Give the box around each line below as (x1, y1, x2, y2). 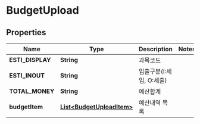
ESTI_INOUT (9, 72, 45, 79)
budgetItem (9, 103, 43, 111)
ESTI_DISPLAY (9, 56, 52, 64)
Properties (6, 27, 46, 38)
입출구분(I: (139, 67, 167, 75)
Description (139, 45, 173, 53)
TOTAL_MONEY (9, 87, 55, 95)
